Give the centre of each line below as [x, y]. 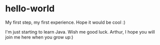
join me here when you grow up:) [39, 37]
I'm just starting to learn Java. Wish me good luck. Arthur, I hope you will [80, 32]
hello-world [30, 9]
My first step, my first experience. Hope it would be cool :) [65, 22]
